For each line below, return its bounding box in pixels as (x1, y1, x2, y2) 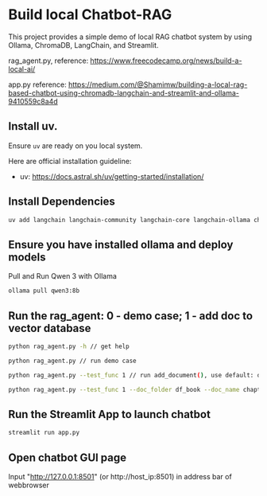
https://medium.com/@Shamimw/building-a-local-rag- (68, 80, 248, 89)
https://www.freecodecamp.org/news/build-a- (90, 56, 242, 65)
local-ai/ (8, 64, 36, 73)
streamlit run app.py (8, 428, 80, 437)
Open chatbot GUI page (8, 451, 127, 464)
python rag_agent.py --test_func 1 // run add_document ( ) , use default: (8, 371, 254, 379)
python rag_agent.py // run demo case (8, 357, 137, 365)
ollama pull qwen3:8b (8, 287, 80, 295)
